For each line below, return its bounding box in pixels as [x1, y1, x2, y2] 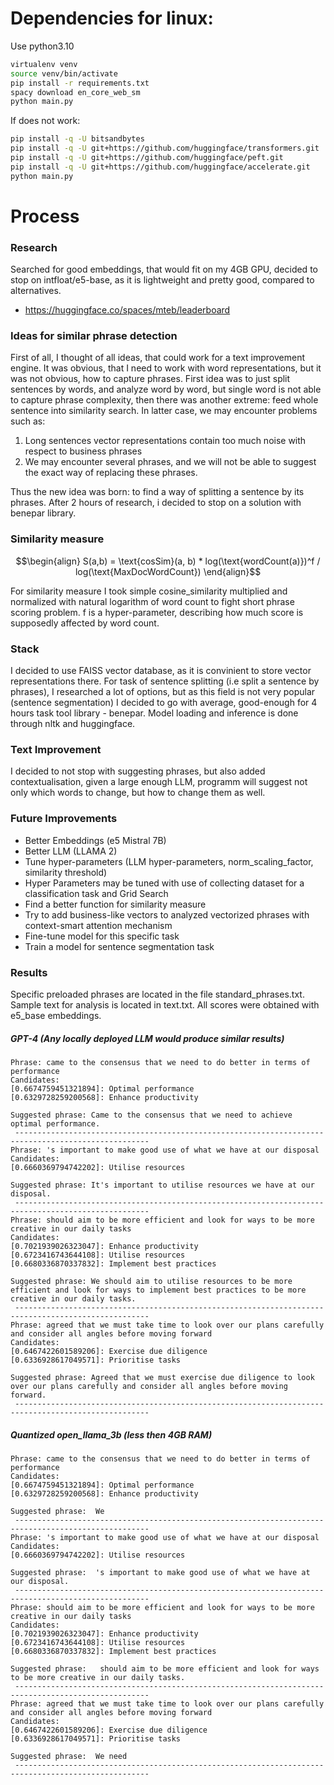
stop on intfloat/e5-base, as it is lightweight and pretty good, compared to [10, 274, 315, 286]
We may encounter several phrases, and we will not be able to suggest [24, 456, 317, 468]
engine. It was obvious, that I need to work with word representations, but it [10, 362, 322, 374]
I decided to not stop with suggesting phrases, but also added [10, 765, 266, 777]
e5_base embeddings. [10, 1009, 102, 1021]
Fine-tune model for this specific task [24, 930, 180, 942]
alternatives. [10, 285, 62, 297]
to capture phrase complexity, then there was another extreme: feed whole [10, 394, 319, 406]
